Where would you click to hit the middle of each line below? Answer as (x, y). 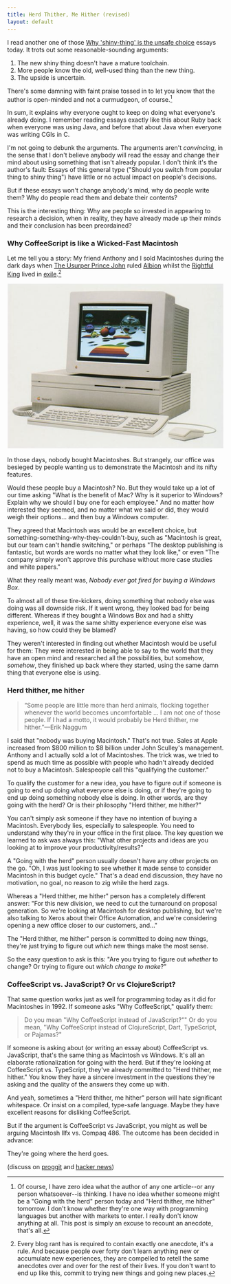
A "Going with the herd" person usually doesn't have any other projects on (113, 860)
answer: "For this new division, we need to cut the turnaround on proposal (112, 903)
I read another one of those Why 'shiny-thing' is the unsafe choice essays (112, 42)
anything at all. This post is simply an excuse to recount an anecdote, (115, 1223)
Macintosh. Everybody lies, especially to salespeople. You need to (101, 825)
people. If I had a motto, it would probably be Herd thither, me (111, 719)
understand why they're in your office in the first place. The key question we (115, 833)
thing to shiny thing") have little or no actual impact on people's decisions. (112, 177)
